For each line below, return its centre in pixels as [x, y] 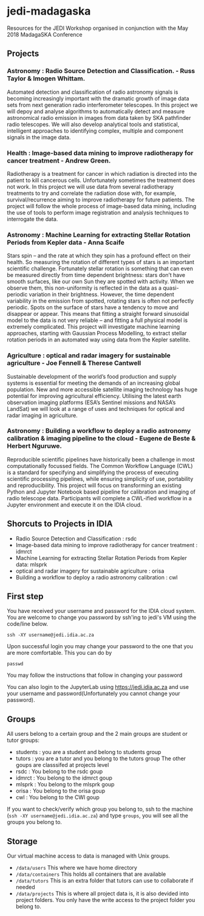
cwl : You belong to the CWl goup [57, 797]
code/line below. [28, 624]
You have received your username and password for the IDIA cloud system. [101, 611]
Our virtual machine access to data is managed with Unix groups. [89, 856]
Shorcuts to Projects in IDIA [60, 524]
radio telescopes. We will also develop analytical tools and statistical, [93, 124]
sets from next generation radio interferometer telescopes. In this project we [102, 105]
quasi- [171, 288]
